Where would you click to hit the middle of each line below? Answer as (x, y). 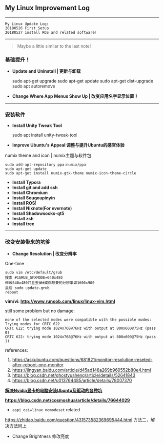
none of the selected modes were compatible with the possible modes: (78, 319)
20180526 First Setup (27, 28)
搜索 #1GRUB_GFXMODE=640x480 (34, 277)
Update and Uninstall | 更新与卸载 (46, 71)
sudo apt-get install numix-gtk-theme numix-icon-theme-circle (71, 173)
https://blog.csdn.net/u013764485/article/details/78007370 (72, 380)
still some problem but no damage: (40, 311)
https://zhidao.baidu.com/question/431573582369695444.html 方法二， (78, 420)
